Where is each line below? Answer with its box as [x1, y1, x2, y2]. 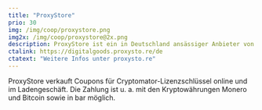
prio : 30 [8, 19, 37, 27]
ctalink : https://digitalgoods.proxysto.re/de [8, 48, 163, 55]
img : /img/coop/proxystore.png [8, 26, 111, 34]
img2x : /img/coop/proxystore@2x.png [8, 33, 128, 41]
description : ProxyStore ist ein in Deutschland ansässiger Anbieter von [8, 41, 255, 48]
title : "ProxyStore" [8, 11, 76, 20]
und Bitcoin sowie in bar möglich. [8, 93, 116, 102]
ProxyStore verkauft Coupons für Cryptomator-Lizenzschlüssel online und [8, 76, 248, 86]
